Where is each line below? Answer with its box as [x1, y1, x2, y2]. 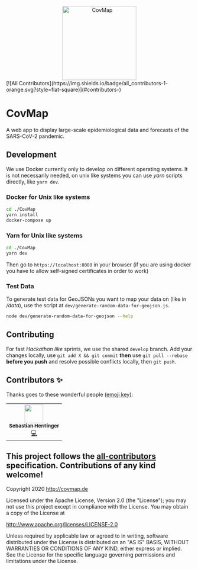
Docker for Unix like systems [6, 192, 90, 201]
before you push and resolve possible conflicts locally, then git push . [6, 358, 176, 365]
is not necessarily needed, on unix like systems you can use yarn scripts [6, 172, 183, 179]
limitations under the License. [6, 558, 78, 565]
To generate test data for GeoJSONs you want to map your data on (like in [6, 295, 187, 303]
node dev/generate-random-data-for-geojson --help [6, 313, 134, 319]
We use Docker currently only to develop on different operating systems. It [6, 165, 188, 172]
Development [6, 150, 57, 160]
